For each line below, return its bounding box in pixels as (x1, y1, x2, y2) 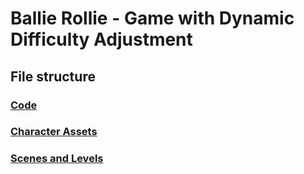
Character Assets (10, 125, 98, 139)
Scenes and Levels (10, 152, 104, 166)
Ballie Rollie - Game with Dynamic (10, 7, 295, 30)
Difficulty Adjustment (10, 28, 193, 51)
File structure (10, 68, 96, 85)
